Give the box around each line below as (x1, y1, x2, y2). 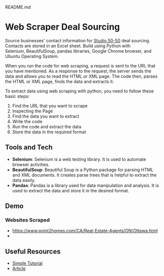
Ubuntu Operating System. (5, 53, 59, 59)
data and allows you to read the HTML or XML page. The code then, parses (5, 73, 158, 79)
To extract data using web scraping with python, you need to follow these (5, 88, 154, 94)
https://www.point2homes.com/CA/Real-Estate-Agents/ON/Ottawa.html (12, 228, 158, 234)
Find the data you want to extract (12, 113, 80, 119)
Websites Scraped (5, 216, 50, 223)
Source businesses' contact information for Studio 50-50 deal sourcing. (5, 37, 151, 43)
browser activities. (12, 161, 50, 167)
